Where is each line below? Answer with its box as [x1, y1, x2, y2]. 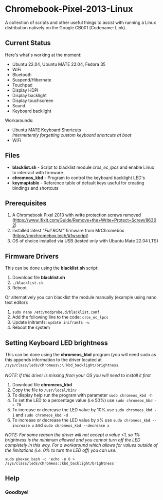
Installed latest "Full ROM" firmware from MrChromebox [12, 228, 125, 234]
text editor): [5, 300, 29, 305]
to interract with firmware [12, 169, 63, 175]
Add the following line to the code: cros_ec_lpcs [12, 314, 109, 320]
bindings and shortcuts [12, 185, 58, 191]
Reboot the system [12, 324, 50, 330]
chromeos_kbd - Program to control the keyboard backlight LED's [12, 175, 145, 180]
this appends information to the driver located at [5, 357, 102, 362]
